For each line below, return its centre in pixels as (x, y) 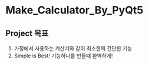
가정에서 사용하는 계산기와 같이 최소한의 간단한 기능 (73, 48)
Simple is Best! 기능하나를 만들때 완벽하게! (63, 56)
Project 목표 (27, 33)
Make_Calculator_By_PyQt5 (74, 10)
